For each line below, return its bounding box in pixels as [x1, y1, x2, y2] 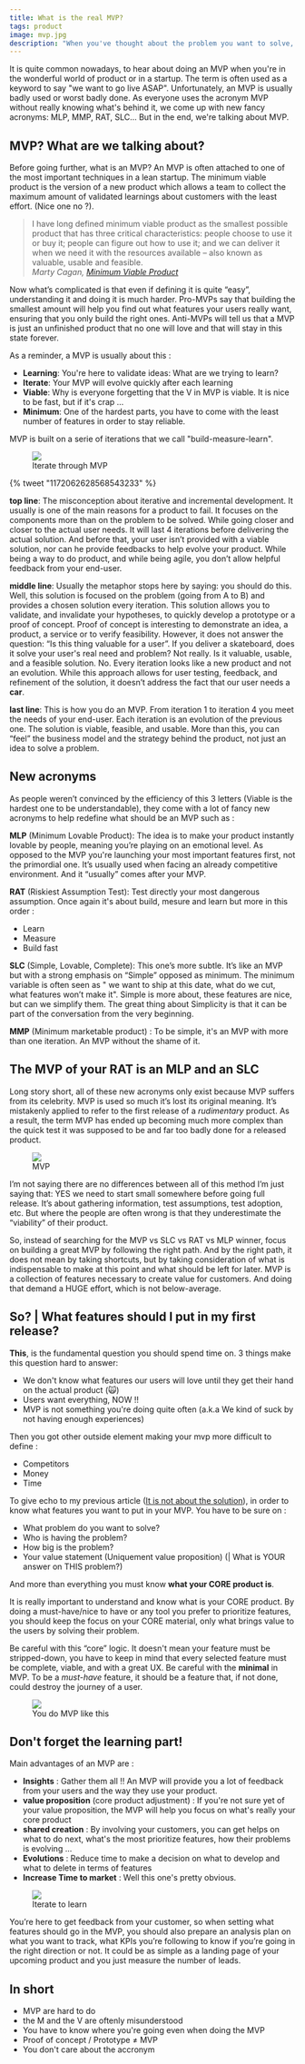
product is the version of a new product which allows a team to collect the [9, 182, 286, 193]
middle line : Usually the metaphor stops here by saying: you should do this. [9, 580, 292, 591]
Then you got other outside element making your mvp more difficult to [9, 1431, 272, 1442]
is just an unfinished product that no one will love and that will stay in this [9, 323, 283, 334]
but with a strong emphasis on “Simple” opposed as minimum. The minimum [9, 969, 295, 981]
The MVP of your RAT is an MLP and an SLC [9, 1062, 260, 1077]
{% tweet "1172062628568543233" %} [9, 478, 157, 489]
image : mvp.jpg [9, 30, 67, 39]
